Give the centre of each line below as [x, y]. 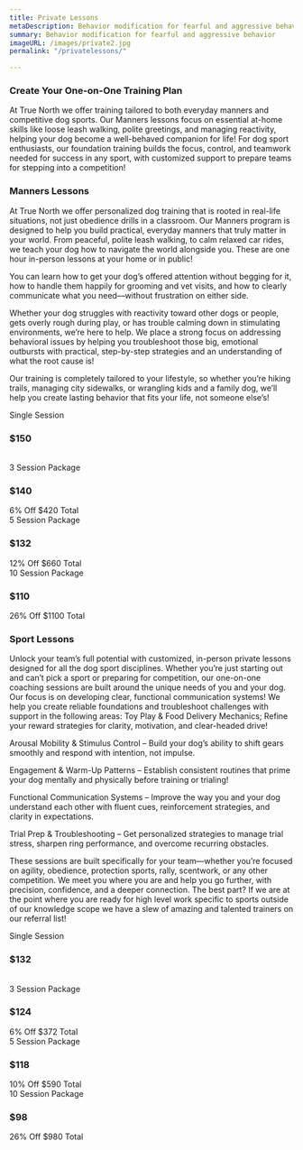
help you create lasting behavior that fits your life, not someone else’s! [139, 397]
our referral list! [38, 919]
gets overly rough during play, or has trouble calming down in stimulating [145, 322]
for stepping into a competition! [68, 168]
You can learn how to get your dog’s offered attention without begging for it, [151, 276]
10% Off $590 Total [46, 1084]
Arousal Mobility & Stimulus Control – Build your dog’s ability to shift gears [147, 743]
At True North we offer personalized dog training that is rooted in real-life [145, 211]
